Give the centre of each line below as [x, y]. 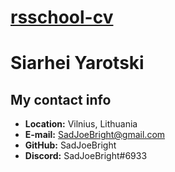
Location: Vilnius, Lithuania [81, 124]
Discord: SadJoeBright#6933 [86, 156]
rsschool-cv [62, 17]
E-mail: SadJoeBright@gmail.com [95, 135]
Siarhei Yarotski [77, 63]
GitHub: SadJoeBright [70, 145]
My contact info [61, 99]
